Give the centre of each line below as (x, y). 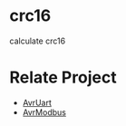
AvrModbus (44, 112)
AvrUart (37, 102)
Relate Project (63, 78)
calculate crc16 (38, 41)
